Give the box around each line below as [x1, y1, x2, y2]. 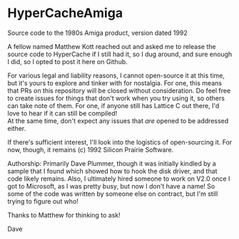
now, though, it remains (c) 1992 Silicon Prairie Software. [7, 145, 174, 154]
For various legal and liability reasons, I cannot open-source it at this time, [7, 71, 225, 80]
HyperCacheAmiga [7, 5, 123, 21]
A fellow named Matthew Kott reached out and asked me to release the [7, 42, 216, 51]
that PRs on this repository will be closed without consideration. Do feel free [7, 86, 231, 95]
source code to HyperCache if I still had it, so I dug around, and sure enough [7, 50, 233, 58]
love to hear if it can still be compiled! [7, 109, 118, 117]
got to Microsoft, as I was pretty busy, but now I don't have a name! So [7, 181, 215, 190]
